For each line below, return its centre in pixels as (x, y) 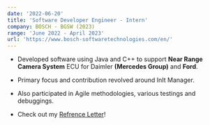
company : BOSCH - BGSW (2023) (51, 26)
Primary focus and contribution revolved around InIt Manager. (106, 80)
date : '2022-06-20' (36, 14)
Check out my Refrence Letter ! (61, 115)
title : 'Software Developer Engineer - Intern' (78, 20)
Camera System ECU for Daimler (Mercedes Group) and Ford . (107, 67)
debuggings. (36, 101)
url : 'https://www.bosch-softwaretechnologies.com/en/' (90, 40)
